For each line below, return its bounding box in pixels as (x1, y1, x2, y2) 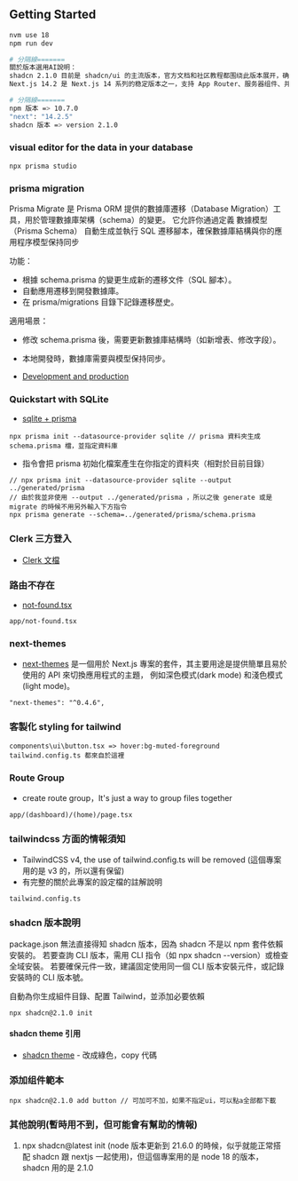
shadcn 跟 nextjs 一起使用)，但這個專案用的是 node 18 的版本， (32, 1152, 264, 1162)
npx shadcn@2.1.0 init (9, 1008, 93, 1018)
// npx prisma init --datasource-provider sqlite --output (9, 476, 232, 485)
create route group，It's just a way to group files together (21, 792, 232, 803)
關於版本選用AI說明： (9, 63, 77, 72)
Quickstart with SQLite (9, 393, 109, 406)
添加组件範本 (9, 1074, 65, 1086)
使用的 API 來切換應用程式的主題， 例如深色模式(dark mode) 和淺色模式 (21, 670, 284, 680)
